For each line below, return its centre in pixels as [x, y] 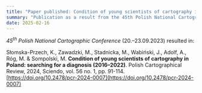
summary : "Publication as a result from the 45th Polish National [91, 17]
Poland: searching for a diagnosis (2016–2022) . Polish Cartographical [94, 65]
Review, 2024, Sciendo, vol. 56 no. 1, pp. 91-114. [66, 72]
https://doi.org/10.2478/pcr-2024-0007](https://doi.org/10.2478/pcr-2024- [101, 77]
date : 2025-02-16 [28, 23]
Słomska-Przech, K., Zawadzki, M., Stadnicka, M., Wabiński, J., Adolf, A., [96, 52]
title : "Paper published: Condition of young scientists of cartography [99, 12]
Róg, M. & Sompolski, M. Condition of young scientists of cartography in [98, 59]
